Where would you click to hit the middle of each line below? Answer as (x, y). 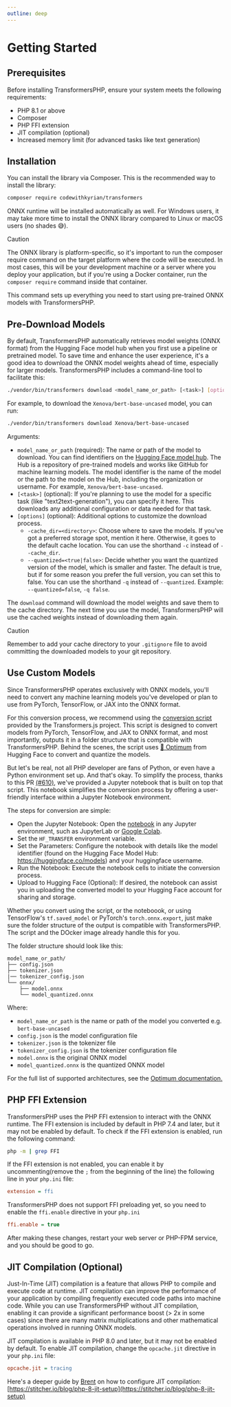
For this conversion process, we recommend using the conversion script (110, 718)
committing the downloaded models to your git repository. (89, 651)
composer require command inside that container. (77, 282)
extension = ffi (30, 1192)
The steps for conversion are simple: (59, 810)
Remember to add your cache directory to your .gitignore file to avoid (107, 644)
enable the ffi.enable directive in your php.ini (74, 1212)
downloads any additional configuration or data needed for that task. (114, 509)
